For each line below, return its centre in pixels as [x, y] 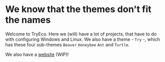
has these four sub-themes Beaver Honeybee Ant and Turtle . [68, 44]
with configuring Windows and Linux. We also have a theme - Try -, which [82, 39]
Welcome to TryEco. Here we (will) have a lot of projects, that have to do [81, 34]
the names [28, 20]
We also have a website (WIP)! [37, 54]
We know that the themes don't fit [78, 9]
